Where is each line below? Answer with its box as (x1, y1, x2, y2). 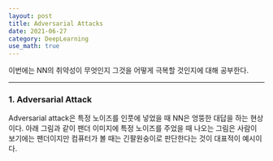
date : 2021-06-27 (8, 27, 67, 35)
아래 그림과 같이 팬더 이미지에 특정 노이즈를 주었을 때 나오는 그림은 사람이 (25, 124, 258, 133)
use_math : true (8, 42, 60, 50)
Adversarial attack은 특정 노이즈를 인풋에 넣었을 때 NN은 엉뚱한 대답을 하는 (8, 113, 249, 123)
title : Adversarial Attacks (8, 20, 104, 28)
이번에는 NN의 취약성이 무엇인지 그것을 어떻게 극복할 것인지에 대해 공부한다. (8, 66, 249, 76)
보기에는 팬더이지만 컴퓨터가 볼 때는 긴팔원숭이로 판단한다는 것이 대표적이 (8, 133, 241, 143)
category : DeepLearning (8, 34, 89, 43)
